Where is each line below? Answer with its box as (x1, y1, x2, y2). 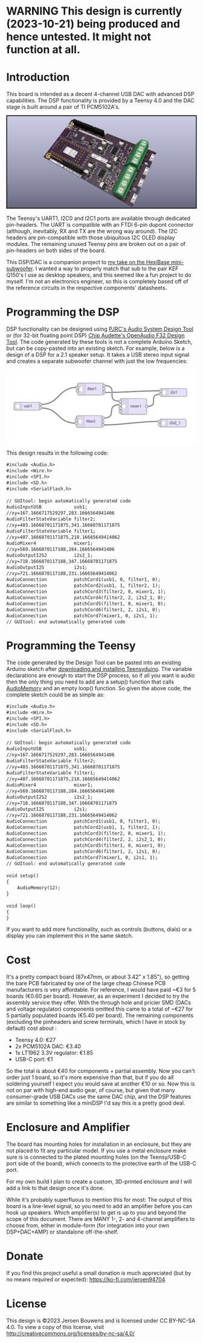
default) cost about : (6, 1024, 57, 1032)
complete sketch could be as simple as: (6, 691, 105, 699)
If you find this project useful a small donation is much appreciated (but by (6, 1269, 192, 1277)
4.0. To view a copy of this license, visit (6, 1323, 105, 1330)
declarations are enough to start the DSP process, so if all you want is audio (6, 672, 195, 679)
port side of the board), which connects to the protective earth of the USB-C (6, 1160, 196, 1167)
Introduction (6, 71, 70, 84)
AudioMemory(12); (17, 885, 61, 891)
